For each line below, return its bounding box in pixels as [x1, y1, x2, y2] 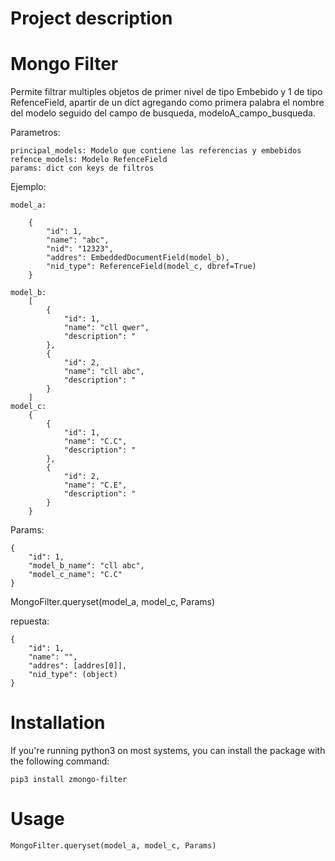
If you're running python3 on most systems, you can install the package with [10, 745, 326, 757]
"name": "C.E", [63, 480, 128, 491]
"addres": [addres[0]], [28, 661, 128, 671]
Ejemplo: [10, 181, 47, 193]
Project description [10, 7, 173, 30]
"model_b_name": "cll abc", [28, 561, 145, 571]
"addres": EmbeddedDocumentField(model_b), [46, 253, 230, 263]
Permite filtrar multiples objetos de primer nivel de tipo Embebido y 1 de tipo [10, 86, 323, 98]
